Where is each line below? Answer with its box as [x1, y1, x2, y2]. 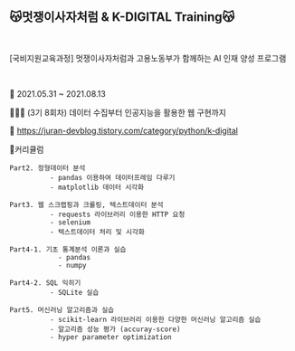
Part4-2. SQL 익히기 [9, 278, 81, 288]
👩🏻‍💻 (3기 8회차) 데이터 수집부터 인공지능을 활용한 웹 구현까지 [9, 107, 226, 118]
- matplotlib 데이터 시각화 [49, 183, 145, 192]
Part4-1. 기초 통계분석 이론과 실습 [9, 244, 127, 254]
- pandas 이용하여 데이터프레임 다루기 [49, 173, 176, 182]
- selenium [49, 217, 91, 227]
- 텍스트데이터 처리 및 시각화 [49, 227, 145, 236]
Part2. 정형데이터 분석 [9, 163, 86, 173]
